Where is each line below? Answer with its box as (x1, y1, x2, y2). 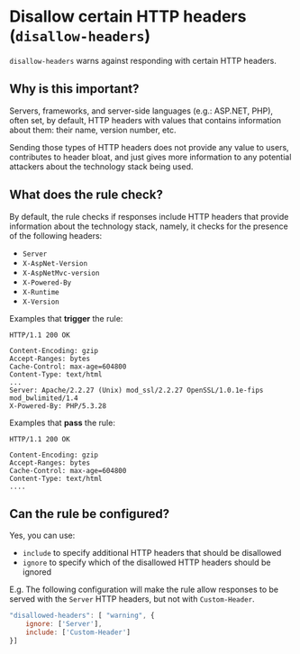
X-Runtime (22, 287, 60, 296)
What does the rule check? (9, 187, 164, 203)
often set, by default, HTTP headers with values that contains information (9, 114, 282, 125)
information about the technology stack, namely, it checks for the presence (9, 221, 288, 232)
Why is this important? (9, 81, 140, 96)
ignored (22, 567, 52, 577)
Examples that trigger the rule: (9, 313, 123, 323)
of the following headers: (9, 230, 103, 241)
